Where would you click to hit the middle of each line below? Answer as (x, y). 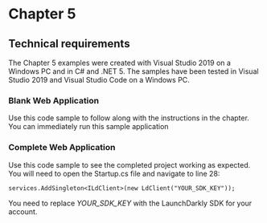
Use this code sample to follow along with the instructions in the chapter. (129, 118)
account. (23, 211)
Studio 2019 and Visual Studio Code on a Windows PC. (99, 80)
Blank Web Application (54, 100)
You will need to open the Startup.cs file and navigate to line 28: (114, 173)
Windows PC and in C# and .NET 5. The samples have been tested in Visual (133, 71)
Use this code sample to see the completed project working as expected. (129, 164)
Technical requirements (69, 44)
